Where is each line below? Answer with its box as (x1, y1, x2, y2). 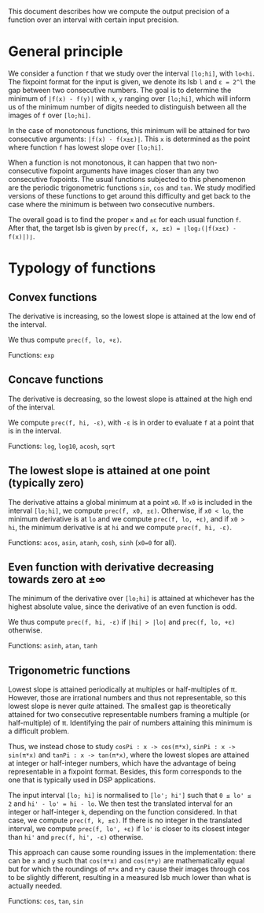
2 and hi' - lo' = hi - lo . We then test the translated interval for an (8, 799, 233, 808)
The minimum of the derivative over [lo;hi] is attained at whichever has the (8, 594, 255, 603)
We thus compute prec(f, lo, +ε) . (8, 335, 123, 344)
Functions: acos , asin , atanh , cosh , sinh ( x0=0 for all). (8, 537, 177, 547)
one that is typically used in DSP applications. (8, 775, 156, 785)
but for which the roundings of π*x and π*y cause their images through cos (8, 864, 250, 874)
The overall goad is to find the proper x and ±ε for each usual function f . (8, 214, 241, 224)
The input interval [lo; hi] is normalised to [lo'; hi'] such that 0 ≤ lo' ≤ (8, 791, 251, 800)
